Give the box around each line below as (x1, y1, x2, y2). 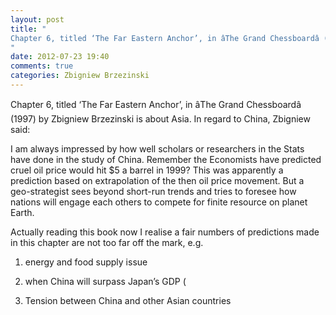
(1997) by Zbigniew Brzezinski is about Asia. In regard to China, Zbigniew (10, 112, 311, 125)
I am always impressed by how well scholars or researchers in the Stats (10, 142, 305, 155)
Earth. (10, 206, 35, 218)
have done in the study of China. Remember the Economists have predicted (10, 153, 322, 165)
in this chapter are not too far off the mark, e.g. (10, 236, 204, 248)
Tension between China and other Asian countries (24, 294, 232, 306)
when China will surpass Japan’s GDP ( (24, 275, 187, 287)
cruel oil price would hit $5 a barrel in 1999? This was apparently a (10, 164, 284, 176)
